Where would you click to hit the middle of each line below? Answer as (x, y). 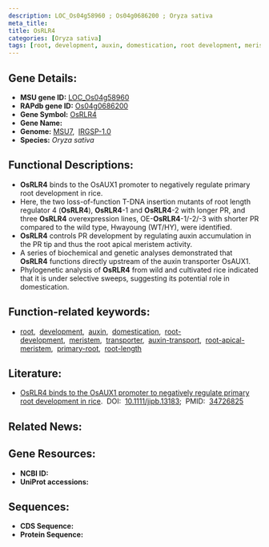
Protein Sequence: (52, 535)
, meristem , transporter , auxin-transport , (132, 340)
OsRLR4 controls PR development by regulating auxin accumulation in (135, 235)
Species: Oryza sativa (57, 140)
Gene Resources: (52, 454)
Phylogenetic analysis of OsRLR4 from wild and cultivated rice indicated (139, 269)
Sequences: (39, 506)
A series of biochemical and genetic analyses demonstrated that (126, 253)
